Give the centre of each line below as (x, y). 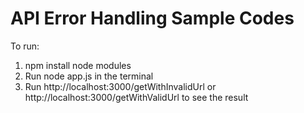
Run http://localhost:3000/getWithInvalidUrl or (120, 86)
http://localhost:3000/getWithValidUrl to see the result (136, 97)
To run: (25, 46)
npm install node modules (78, 65)
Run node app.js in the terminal (89, 76)
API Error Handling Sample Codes (152, 18)
